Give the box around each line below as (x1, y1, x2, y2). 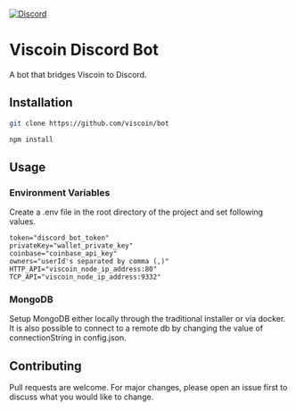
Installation (9, 95, 73, 111)
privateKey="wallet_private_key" (9, 241, 134, 250)
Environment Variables (9, 186, 111, 198)
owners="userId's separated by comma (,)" (9, 257, 169, 266)
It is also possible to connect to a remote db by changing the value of (9, 323, 264, 334)
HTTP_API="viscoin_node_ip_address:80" (9, 264, 158, 274)
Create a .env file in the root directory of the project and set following (9, 206, 264, 218)
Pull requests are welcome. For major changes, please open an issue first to (9, 382, 288, 393)
